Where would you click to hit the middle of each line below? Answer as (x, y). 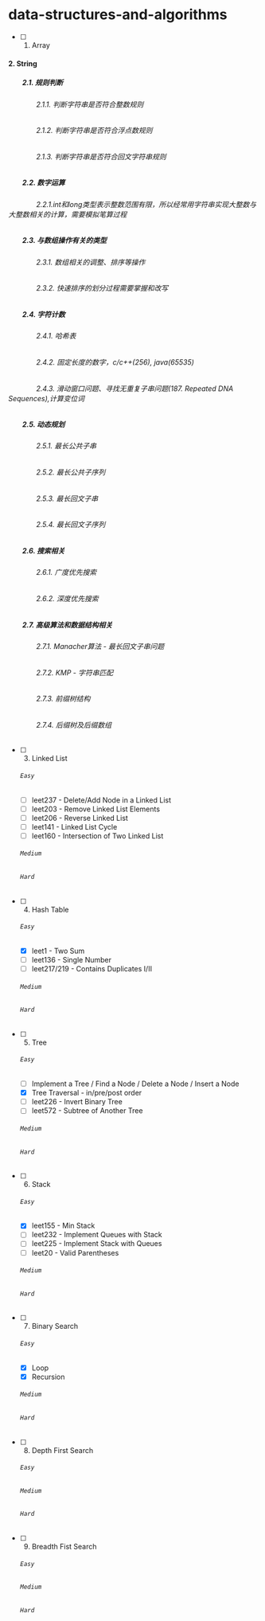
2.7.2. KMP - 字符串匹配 (75, 672)
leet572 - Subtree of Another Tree (87, 1111)
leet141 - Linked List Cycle (74, 826)
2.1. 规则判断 (43, 83)
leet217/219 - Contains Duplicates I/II (92, 968)
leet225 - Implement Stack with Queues (97, 1244)
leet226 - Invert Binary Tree (77, 1102)
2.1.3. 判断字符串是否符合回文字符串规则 (101, 156)
